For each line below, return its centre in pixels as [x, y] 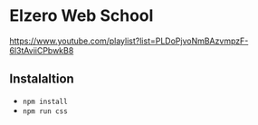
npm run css [45, 111]
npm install [45, 101]
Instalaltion [42, 79]
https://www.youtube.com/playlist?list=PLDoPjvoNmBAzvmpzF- [129, 41]
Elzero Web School [81, 16]
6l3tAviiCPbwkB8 [42, 50]
